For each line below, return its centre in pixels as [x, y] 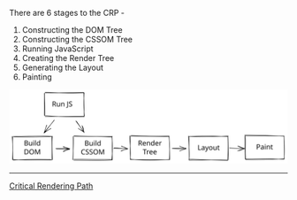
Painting [37, 77]
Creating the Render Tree [68, 58]
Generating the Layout [63, 67]
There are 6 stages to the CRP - [67, 13]
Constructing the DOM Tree [72, 30]
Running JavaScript [58, 49]
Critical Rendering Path [51, 186]
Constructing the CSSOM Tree [77, 39]
